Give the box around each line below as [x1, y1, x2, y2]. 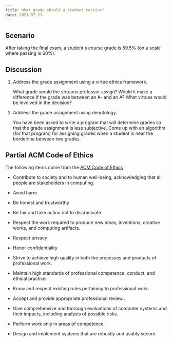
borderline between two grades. [12, 136, 81, 142]
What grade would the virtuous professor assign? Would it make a [12, 89, 152, 95]
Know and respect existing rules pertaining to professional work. [12, 285, 150, 291]
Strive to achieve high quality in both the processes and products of [12, 254, 157, 260]
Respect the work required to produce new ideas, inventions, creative [12, 219, 160, 226]
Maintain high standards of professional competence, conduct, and [12, 270, 155, 276]
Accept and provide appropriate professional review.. [12, 295, 125, 301]
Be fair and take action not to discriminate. [12, 209, 103, 215]
